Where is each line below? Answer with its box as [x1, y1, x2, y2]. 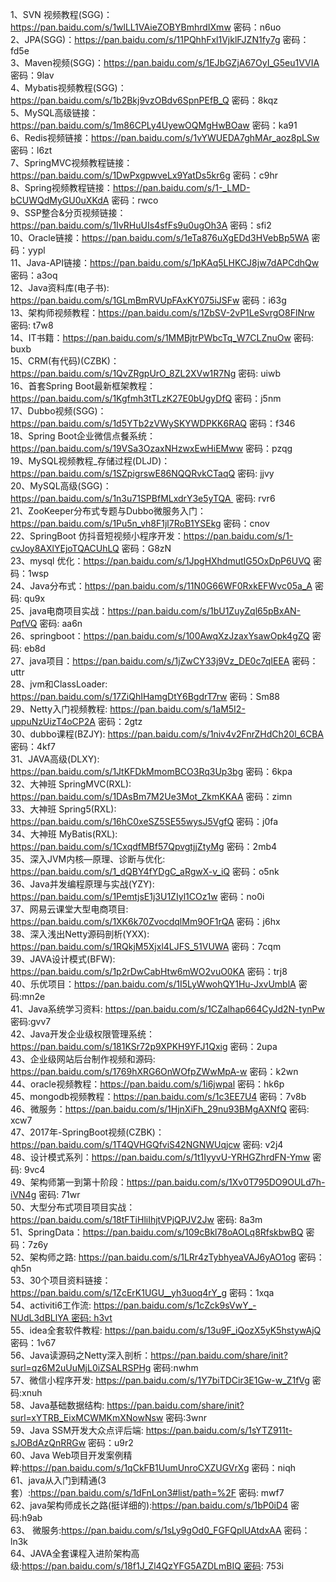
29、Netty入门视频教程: [10, 703, 108, 715]
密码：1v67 [10, 1337, 57, 1348]
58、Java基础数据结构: [10, 1399, 105, 1411]
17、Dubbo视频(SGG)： [10, 405, 107, 417]
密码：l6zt [10, 144, 53, 156]
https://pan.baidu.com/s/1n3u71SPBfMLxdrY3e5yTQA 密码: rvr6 [10, 493, 276, 504]
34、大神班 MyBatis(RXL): [10, 828, 118, 840]
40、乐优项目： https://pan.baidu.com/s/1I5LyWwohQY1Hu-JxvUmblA [10, 978, 297, 990]
